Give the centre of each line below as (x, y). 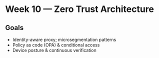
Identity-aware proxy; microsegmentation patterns (64, 39)
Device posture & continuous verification (54, 50)
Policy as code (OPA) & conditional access (56, 45)
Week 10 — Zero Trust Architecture (79, 9)
